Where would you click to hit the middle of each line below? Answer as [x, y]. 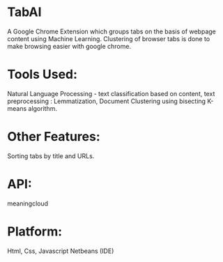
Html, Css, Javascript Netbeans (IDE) [61, 251]
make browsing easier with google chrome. [69, 46]
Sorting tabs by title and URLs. [51, 156]
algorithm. [43, 108]
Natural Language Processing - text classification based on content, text [111, 93]
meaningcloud [28, 203]
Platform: [35, 231]
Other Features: [54, 137]
